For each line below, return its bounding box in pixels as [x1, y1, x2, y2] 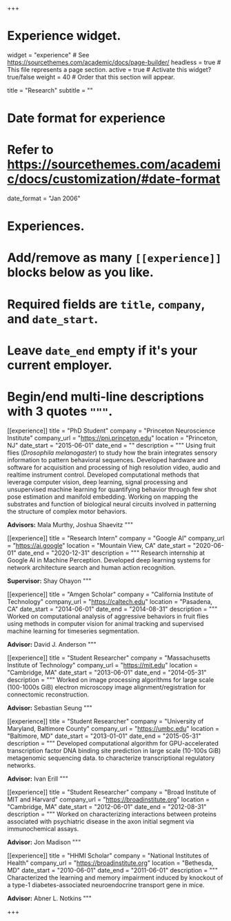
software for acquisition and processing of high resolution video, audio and [7, 463, 221, 471]
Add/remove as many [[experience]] [7, 250, 222, 266]
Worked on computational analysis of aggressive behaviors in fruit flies [7, 612, 209, 620]
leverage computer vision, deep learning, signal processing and [7, 477, 188, 486]
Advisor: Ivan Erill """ [7, 775, 69, 783]
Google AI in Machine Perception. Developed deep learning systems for [7, 556, 211, 564]
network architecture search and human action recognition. [7, 563, 176, 571]
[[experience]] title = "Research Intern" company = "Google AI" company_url [7, 533, 225, 542]
